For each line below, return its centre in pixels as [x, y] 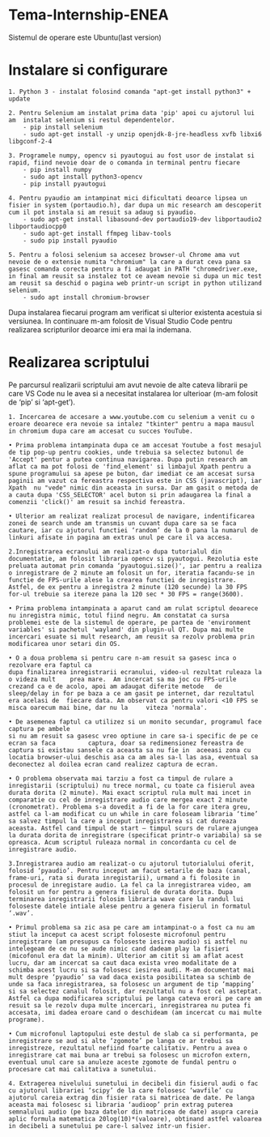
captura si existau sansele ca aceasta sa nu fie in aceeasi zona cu [130, 750]
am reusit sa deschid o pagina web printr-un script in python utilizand [135, 283]
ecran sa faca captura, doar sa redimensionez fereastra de [126, 743]
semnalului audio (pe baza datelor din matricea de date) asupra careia [133, 1112]
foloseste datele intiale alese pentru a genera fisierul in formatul [130, 906]
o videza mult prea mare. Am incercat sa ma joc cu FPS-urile [122, 679]
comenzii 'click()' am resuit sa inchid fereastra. [97, 502]
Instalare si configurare [88, 70]
